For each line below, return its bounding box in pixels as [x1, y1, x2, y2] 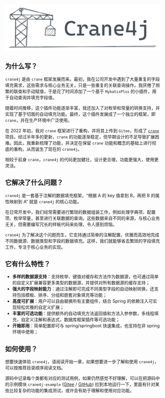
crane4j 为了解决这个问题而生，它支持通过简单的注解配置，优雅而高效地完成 [5, 231, 160, 237]
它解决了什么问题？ [5, 178, 63, 187]
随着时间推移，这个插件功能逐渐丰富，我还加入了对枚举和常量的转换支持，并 [5, 105, 160, 111]
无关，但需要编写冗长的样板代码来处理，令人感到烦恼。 [5, 221, 117, 227]
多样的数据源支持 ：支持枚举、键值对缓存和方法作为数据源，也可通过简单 [12, 274, 159, 280]
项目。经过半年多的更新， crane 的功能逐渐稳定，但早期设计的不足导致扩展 [5, 134, 155, 140]
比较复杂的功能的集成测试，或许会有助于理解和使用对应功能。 [9, 388, 134, 394]
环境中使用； [12, 329, 38, 335]
